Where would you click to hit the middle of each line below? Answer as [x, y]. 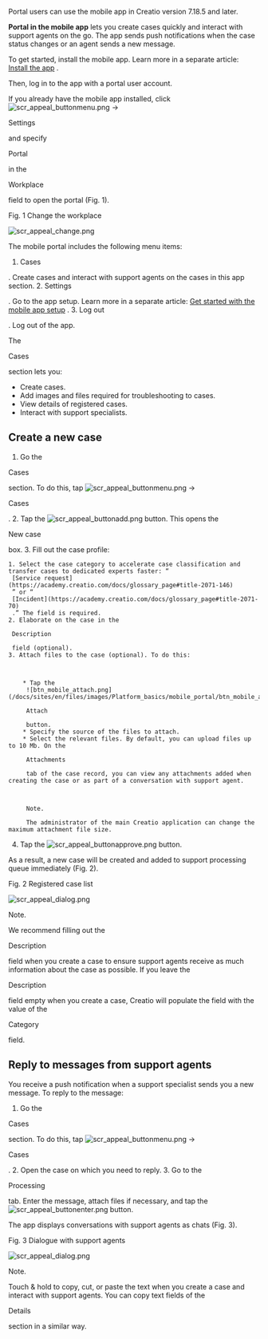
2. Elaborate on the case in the [64, 620]
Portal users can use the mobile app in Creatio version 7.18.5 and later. [123, 12]
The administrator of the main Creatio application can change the [140, 822]
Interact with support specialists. [73, 413]
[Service [26, 578]
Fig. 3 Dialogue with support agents [67, 1240]
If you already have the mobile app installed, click [90, 99]
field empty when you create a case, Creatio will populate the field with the [131, 1000]
